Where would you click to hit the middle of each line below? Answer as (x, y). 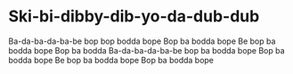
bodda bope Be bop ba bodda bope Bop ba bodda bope (111, 60)
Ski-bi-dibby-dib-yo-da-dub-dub (134, 16)
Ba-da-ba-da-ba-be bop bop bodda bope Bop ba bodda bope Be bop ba (142, 41)
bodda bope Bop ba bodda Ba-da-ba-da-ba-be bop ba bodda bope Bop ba (147, 50)
